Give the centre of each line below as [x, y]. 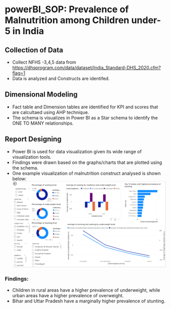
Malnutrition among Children [67, 20]
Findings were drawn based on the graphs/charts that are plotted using [87, 162]
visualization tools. [32, 157]
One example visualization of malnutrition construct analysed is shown [87, 173]
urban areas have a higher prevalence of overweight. [68, 295]
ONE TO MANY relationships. [43, 123]
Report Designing [33, 139]
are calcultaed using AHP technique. [51, 112]
